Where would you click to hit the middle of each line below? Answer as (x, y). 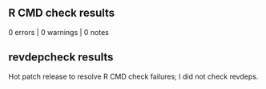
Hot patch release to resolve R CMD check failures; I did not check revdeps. (133, 76)
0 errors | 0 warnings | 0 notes (59, 32)
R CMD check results (62, 13)
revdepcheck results (61, 58)
